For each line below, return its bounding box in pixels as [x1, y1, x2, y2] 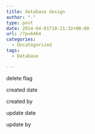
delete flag [6, 74, 33, 82]
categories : [6, 36, 36, 42]
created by [6, 98, 33, 105]
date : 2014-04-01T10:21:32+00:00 [6, 25, 90, 32]
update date [6, 109, 36, 116]
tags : [6, 48, 20, 54]
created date [6, 86, 38, 93]
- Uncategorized [11, 42, 52, 48]
